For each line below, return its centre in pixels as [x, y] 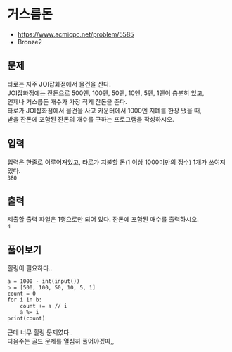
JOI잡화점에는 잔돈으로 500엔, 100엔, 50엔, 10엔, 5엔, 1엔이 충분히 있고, [106, 93]
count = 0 [22, 294]
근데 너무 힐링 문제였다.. [40, 332]
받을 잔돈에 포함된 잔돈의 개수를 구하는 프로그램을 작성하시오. [91, 119]
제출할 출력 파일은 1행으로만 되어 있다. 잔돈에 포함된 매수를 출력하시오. [103, 220]
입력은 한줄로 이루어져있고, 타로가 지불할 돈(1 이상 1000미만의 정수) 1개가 [107, 162]
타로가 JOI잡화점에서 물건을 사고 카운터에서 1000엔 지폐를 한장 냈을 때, [104, 111]
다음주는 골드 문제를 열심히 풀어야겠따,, [61, 341]
